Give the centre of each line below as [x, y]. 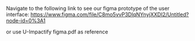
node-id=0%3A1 [26, 20]
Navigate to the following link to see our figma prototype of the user [88, 8]
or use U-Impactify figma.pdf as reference [57, 32]
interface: [18, 14]
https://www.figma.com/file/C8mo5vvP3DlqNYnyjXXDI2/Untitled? [110, 14]
